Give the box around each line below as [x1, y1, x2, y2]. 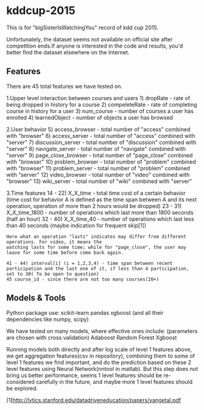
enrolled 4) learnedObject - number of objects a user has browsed [6, 113, 174, 121]
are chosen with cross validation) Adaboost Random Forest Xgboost [6, 334, 177, 341]
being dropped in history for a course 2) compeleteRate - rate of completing [6, 101, 197, 108]
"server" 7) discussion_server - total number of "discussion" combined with [6, 138, 197, 146]
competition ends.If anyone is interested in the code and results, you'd [6, 42, 183, 49]
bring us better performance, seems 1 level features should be [6, 372, 163, 379]
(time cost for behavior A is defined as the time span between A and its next [6, 196, 197, 203]
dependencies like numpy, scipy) [6, 315, 90, 323]
